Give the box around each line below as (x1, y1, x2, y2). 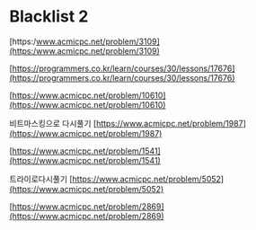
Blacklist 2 (9, 6, 89, 27)
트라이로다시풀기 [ (9, 173, 74, 184)
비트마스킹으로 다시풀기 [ (9, 118, 97, 128)
